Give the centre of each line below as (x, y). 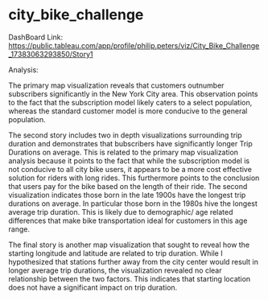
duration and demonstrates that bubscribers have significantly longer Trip (131, 143)
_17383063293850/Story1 (51, 54)
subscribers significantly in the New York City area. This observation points (133, 93)
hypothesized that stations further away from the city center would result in (134, 261)
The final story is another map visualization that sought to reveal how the (129, 245)
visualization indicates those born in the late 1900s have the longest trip (127, 195)
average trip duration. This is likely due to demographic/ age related (121, 212)
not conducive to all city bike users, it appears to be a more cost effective (130, 169)
